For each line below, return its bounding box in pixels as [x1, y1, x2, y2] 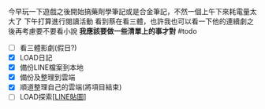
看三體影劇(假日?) [19, 43, 77, 53]
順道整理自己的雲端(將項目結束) [19, 82, 122, 92]
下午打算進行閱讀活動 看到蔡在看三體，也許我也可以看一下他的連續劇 [23, 16, 247, 26]
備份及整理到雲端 [19, 73, 76, 82]
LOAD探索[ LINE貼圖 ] [19, 93, 87, 102]
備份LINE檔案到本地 [19, 63, 84, 72]
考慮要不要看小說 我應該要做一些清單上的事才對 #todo [21, 27, 197, 35]
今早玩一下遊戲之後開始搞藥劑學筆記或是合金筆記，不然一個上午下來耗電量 [8, 7, 250, 16]
